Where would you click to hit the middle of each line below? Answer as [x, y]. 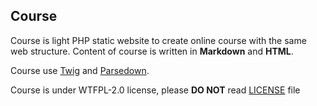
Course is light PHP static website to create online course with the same [158, 40]
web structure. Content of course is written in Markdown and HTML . [152, 51]
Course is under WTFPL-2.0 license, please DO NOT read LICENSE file [155, 90]
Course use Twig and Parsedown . [80, 70]
